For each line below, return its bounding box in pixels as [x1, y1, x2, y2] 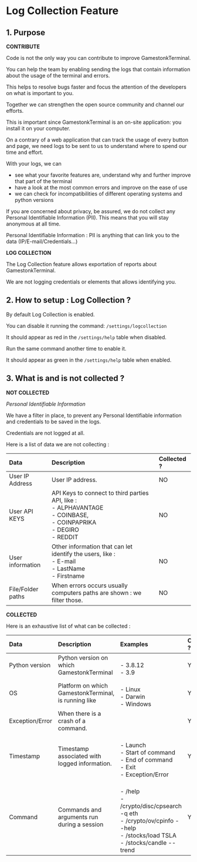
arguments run [57, 813, 98, 821]
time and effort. [6, 149, 44, 156]
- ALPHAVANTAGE [52, 503, 104, 511]
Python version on [57, 654, 108, 662]
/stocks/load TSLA [125, 831, 177, 839]
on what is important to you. [6, 90, 74, 96]
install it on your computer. [6, 125, 70, 132]
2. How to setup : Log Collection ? [6, 295, 131, 305]
